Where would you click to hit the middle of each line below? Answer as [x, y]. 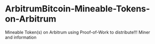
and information [21, 37]
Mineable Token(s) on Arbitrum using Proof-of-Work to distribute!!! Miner [78, 32]
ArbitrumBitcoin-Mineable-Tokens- [77, 9]
